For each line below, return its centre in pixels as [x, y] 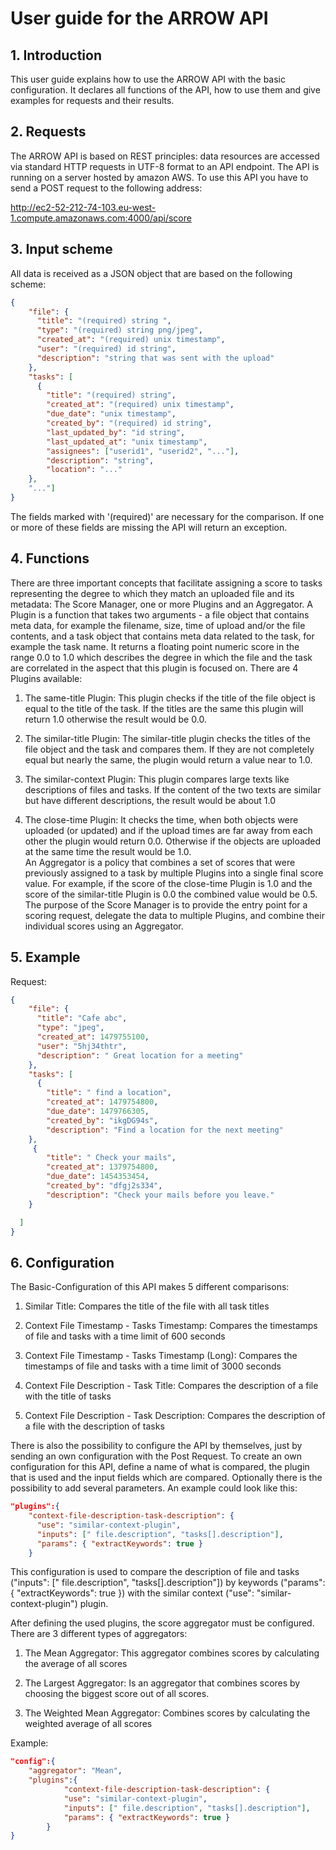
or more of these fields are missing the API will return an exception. [149, 527]
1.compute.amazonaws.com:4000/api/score [101, 218]
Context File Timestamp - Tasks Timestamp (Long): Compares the [161, 1356]
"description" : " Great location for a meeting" [140, 1055]
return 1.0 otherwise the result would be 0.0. [115, 719]
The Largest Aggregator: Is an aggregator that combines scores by [162, 1683]
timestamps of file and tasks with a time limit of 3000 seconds [153, 1366]
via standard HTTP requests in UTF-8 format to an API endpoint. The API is [165, 166]
